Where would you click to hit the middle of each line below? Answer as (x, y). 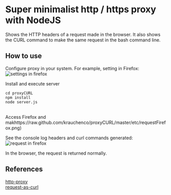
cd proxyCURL (19, 93)
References (24, 169)
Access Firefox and (26, 117)
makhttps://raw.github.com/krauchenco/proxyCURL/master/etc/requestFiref (86, 122)
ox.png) (14, 128)
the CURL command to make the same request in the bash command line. (83, 40)
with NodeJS (33, 20)
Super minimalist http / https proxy (81, 9)
